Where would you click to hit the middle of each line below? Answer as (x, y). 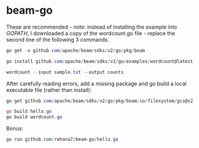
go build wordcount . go (34, 117)
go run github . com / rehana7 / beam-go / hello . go (62, 140)
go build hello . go (29, 112)
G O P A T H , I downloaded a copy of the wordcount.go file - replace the (91, 33)
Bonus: (15, 128)
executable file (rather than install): (49, 90)
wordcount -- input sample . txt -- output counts (65, 72)
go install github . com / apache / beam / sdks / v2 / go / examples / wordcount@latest (100, 61)
